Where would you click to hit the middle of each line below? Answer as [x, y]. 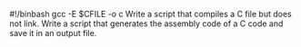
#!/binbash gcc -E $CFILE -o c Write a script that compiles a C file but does [151, 14]
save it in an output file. [53, 33]
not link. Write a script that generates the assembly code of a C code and [146, 23]
